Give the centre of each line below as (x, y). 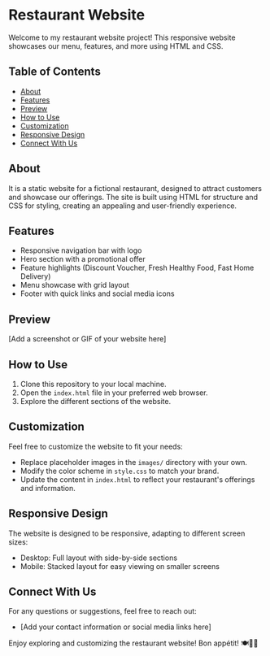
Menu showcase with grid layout (75, 285)
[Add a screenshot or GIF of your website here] (87, 339)
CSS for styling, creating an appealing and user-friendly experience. (123, 206)
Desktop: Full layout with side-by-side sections (98, 558)
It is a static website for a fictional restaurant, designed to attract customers (135, 188)
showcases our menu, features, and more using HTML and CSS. (116, 46)
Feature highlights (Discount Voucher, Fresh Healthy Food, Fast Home (137, 268)
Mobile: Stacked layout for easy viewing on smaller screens (120, 566)
